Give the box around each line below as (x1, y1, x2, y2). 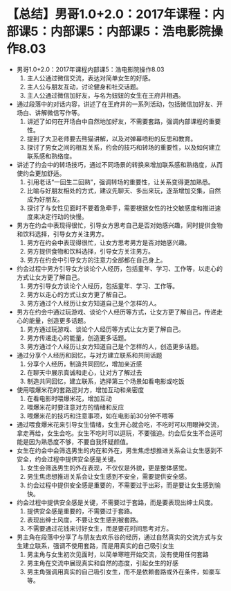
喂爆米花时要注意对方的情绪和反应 (26, 403, 124, 411)
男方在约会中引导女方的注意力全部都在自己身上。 (26, 256, 167, 264)
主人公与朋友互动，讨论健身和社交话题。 (26, 82, 142, 91)
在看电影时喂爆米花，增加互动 (26, 394, 112, 403)
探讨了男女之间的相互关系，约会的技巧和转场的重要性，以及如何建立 (26, 143, 221, 151)
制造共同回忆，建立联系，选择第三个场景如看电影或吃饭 (26, 377, 185, 385)
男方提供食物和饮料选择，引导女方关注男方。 (26, 247, 155, 255)
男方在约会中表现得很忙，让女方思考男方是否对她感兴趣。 (26, 238, 191, 247)
